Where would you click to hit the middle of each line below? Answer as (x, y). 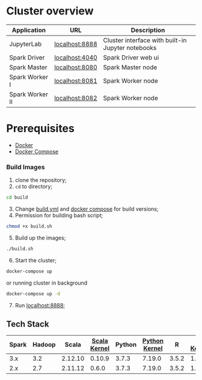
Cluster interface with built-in (145, 40)
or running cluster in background (47, 283)
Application (29, 30)
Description (148, 30)
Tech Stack (28, 324)
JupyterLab (26, 44)
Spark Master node (130, 67)
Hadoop (44, 345)
